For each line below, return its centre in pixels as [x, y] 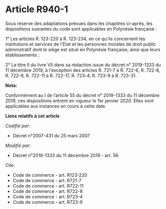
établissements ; [22, 55]
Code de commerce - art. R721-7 [47, 180]
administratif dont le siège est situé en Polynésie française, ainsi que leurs [83, 49]
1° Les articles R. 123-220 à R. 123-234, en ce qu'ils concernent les [75, 39]
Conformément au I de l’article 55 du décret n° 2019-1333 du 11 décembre [82, 95]
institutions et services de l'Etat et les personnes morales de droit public [81, 44]
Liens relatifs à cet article [32, 116]
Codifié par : [18, 126]
